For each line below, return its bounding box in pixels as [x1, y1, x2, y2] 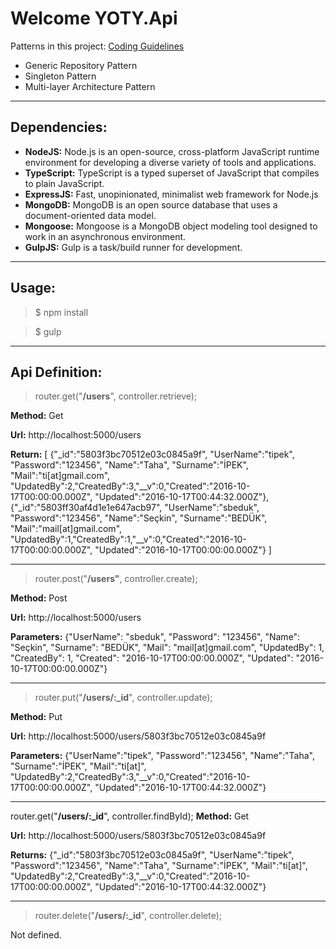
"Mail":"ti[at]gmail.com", [10, 470, 111, 482]
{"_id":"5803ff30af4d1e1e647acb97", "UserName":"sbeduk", [10, 502, 260, 514]
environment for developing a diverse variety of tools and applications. [24, 156, 317, 168]
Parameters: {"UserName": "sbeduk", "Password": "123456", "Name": [10, 631, 301, 643]
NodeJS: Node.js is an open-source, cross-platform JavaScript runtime [24, 145, 320, 157]
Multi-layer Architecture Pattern [24, 80, 156, 92]
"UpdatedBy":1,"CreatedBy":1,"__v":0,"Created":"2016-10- [10, 533, 247, 546]
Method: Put [10, 711, 63, 723]
